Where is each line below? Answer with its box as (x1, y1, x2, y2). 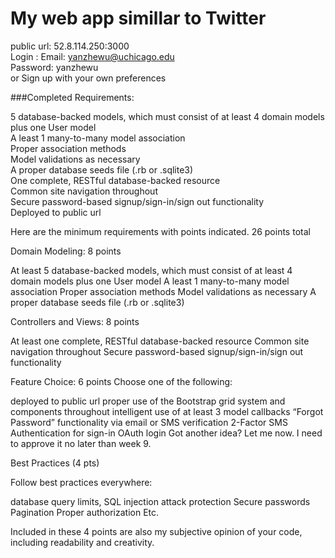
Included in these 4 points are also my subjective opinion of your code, (10, 525, 303, 537)
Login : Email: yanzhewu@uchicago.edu (10, 50, 175, 62)
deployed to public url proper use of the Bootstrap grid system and (10, 395, 286, 407)
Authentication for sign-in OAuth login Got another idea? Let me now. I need (10, 427, 323, 439)
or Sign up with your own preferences (10, 72, 167, 84)
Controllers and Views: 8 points (10, 315, 140, 327)
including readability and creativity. (10, 536, 155, 548)
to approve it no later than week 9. (10, 437, 152, 449)
